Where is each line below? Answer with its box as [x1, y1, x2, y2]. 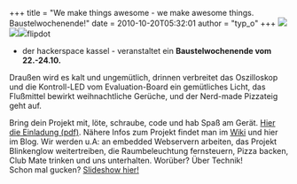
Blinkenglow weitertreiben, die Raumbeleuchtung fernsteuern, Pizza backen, [9, 146, 289, 156]
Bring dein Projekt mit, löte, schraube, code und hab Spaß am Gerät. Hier [9, 118, 277, 127]
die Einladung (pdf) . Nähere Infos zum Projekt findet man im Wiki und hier [9, 127, 278, 137]
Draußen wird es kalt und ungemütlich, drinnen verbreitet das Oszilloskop [9, 73, 278, 82]
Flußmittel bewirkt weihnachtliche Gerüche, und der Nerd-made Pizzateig [9, 91, 278, 101]
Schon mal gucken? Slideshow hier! [9, 165, 139, 175]
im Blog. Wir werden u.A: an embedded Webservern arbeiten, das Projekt [9, 136, 277, 147]
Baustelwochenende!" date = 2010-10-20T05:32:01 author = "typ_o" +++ [9, 18, 277, 28]
